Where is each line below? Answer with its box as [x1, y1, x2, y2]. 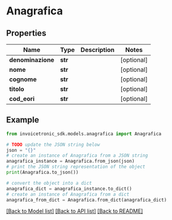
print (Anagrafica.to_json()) [6, 169, 79, 176]
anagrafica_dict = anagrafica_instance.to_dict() [6, 185, 133, 192]
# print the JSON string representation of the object [6, 164, 146, 170]
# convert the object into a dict [6, 180, 93, 186]
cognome [9, 75, 37, 83]
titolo [9, 85, 24, 93]
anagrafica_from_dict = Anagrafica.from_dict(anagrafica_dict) [6, 197, 167, 203]
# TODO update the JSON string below [6, 142, 100, 148]
